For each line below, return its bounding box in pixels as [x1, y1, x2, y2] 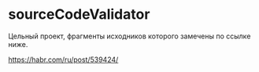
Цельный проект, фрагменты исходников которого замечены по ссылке [8, 31, 251, 41]
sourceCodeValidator [8, 5, 150, 23]
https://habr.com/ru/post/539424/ [8, 55, 119, 64]
